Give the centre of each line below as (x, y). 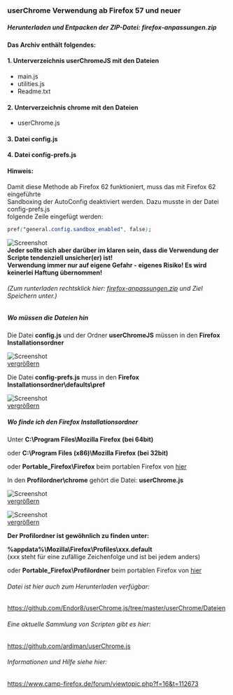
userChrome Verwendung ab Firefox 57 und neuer (94, 11)
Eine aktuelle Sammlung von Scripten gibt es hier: (79, 624)
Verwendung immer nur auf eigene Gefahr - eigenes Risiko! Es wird (107, 265)
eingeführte (24, 194)
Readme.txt (34, 91)
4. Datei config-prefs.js (42, 155)
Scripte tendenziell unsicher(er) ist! (60, 257)
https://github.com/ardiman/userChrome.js (69, 646)
